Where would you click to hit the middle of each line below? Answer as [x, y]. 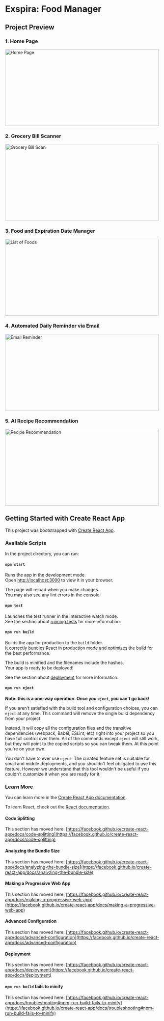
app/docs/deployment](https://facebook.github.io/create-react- [69, 970]
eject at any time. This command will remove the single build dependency [80, 713]
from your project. [23, 718]
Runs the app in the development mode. [45, 575]
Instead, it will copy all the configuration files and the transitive [68, 728]
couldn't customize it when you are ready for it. [53, 774]
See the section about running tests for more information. [63, 621]
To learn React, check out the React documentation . [58, 807]
